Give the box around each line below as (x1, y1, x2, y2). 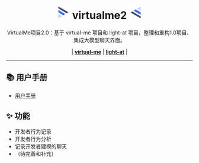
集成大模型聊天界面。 (73, 36, 126, 43)
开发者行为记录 (14, 127, 52, 135)
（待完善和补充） (14, 150, 57, 157)
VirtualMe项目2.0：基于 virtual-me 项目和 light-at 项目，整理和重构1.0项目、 (7, 29, 192, 36)
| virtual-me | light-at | (71, 48, 128, 55)
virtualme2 (72, 9, 127, 23)
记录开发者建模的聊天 (14, 142, 67, 150)
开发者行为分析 (14, 135, 52, 142)
